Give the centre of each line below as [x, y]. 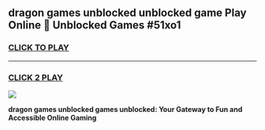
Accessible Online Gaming [52, 117]
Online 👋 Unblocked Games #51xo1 [95, 26]
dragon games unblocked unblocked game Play [127, 13]
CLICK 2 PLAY [35, 77]
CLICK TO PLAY [39, 48]
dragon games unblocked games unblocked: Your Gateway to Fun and [125, 109]
